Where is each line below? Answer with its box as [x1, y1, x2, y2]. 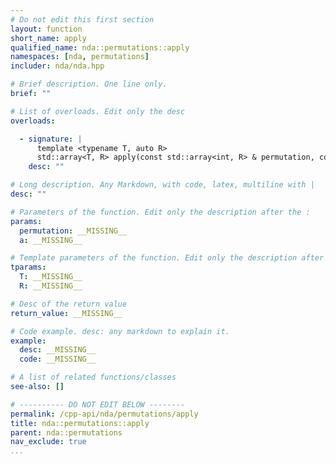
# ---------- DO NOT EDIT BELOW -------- [10, 399, 186, 410]
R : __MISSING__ [19, 281, 83, 291]
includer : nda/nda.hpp [10, 61, 105, 71]
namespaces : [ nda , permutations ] [10, 52, 150, 62]
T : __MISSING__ [19, 272, 83, 282]
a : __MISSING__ [19, 235, 83, 245]
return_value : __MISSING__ [10, 308, 123, 318]
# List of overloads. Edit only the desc [10, 106, 186, 116]
